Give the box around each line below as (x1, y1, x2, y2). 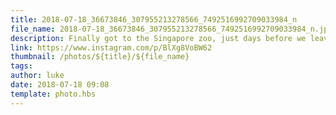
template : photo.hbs (10, 89, 97, 99)
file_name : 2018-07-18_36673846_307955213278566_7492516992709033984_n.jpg (10, 24, 333, 34)
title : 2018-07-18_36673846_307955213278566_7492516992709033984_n (10, 14, 298, 25)
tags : (10, 61, 33, 71)
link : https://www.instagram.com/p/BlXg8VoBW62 (10, 42, 213, 53)
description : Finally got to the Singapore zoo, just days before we (10, 33, 307, 43)
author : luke (10, 71, 65, 81)
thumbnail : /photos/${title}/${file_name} (10, 52, 190, 62)
